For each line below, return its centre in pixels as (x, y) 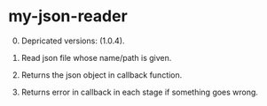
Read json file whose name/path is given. (96, 57)
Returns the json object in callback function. (102, 75)
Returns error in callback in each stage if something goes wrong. (140, 92)
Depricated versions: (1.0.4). (73, 41)
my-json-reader (68, 16)
